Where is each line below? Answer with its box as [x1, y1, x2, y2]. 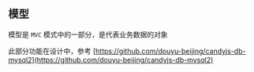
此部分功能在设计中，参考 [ [8, 46, 96, 56]
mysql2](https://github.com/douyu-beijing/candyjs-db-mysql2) [8, 55, 214, 64]
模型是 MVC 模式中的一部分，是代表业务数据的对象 [8, 30, 168, 39]
